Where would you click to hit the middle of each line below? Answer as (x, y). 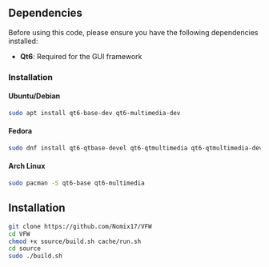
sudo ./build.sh (35, 256)
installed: (23, 41)
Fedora (20, 131)
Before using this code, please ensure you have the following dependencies (133, 32)
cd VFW (19, 234)
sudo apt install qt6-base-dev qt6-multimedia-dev (94, 113)
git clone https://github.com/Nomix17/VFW (80, 226)
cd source (25, 249)
